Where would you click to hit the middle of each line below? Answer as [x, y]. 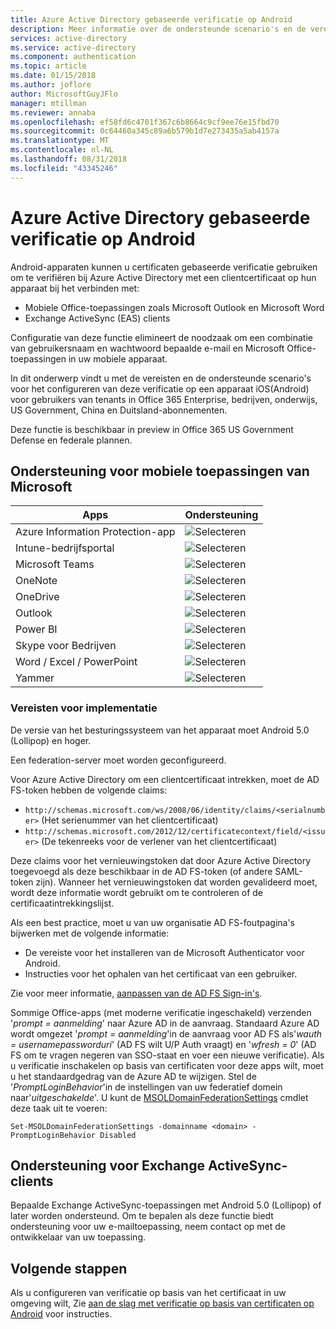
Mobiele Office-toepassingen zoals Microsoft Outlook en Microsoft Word [174, 307]
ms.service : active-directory [73, 47]
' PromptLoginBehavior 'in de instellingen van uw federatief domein [146, 1087]
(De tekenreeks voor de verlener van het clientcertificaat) [159, 841]
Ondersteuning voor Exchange [107, 1166]
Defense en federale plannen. [71, 440]
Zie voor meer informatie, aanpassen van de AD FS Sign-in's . [136, 993]
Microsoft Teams [55, 564]
